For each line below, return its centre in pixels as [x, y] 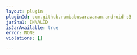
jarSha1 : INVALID [27, 22]
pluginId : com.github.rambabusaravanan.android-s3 [69, 17]
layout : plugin [24, 11]
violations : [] [24, 38]
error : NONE [20, 33]
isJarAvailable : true [32, 27]
